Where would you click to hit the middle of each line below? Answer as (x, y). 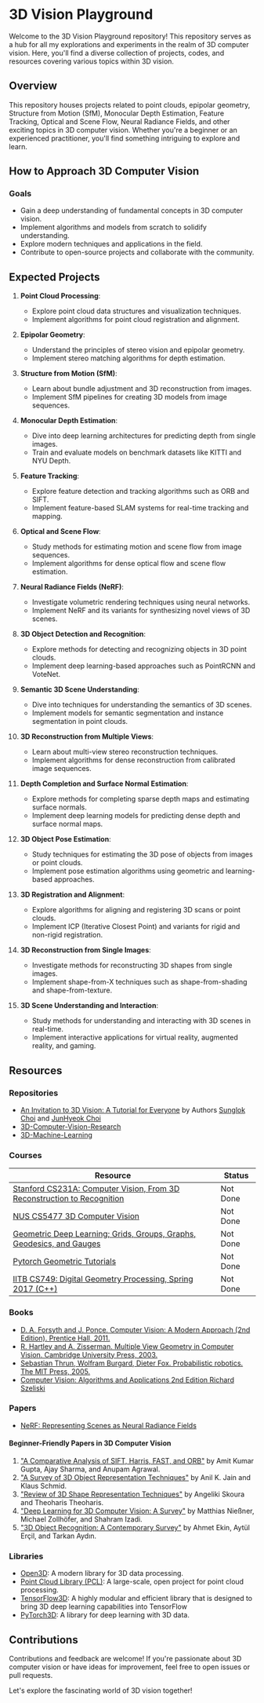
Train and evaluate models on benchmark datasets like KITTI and (137, 452)
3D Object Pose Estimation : (66, 839)
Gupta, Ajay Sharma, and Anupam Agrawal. (90, 1469)
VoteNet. (46, 674)
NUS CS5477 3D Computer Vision (76, 1216)
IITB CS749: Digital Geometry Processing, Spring (103, 1279)
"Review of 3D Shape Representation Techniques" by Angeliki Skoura (132, 1494)
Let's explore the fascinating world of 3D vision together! (101, 1690)
